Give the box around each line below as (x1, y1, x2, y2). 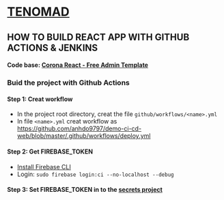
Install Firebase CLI (16, 162, 72, 171)
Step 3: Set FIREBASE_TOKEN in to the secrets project (7, 186, 163, 194)
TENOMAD (7, 4, 70, 20)
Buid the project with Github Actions (7, 78, 130, 87)
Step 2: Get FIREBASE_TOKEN (7, 147, 94, 156)
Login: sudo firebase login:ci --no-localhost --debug (16, 170, 174, 178)
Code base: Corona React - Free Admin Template (7, 61, 149, 69)
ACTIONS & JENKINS (7, 42, 98, 53)
